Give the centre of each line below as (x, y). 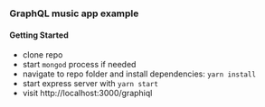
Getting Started (39, 35)
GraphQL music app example (74, 13)
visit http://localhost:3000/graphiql (87, 94)
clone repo (43, 55)
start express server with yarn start (90, 84)
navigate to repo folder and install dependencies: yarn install (139, 74)
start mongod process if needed (79, 65)
